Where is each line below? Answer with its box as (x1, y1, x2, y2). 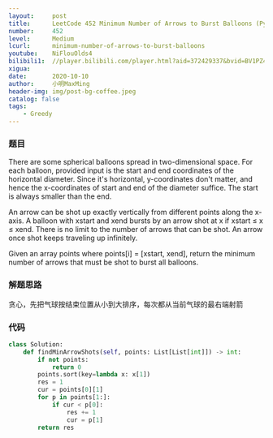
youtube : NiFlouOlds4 (8, 49, 93, 58)
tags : (8, 102, 27, 110)
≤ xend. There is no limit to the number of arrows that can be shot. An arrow (8, 225, 263, 234)
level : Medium (8, 34, 75, 43)
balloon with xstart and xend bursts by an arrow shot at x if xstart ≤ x (32, 216, 264, 225)
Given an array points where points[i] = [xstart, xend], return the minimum (8, 249, 256, 259)
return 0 (51, 363, 82, 371)
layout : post (8, 11, 67, 20)
